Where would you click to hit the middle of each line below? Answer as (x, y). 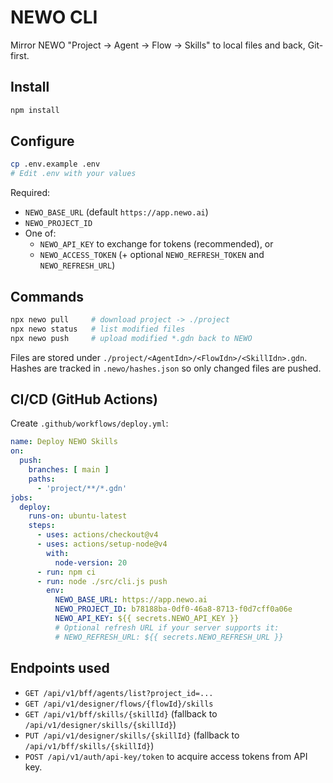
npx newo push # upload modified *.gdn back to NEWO (131, 338)
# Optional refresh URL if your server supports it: (167, 627)
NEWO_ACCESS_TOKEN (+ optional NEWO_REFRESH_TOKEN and (152, 255)
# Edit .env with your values (73, 174)
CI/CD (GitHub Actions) (84, 399)
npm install (35, 110)
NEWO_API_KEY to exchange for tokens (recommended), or (156, 244)
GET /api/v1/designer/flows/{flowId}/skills (119, 704)
